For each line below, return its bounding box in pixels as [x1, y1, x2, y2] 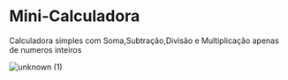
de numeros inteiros [9, 44, 82, 55]
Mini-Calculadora [9, 6, 140, 26]
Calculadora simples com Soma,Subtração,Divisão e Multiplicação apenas [9, 35, 280, 46]
